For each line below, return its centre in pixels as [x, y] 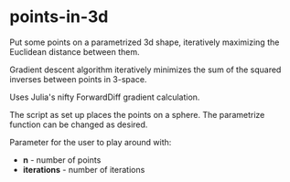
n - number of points [62, 160]
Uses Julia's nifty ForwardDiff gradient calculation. [105, 97]
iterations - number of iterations [84, 169]
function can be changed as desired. [79, 124]
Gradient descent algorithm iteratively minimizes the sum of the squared [145, 70]
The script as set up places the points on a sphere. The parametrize [137, 114]
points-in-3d [59, 17]
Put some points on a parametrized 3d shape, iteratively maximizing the [145, 42]
